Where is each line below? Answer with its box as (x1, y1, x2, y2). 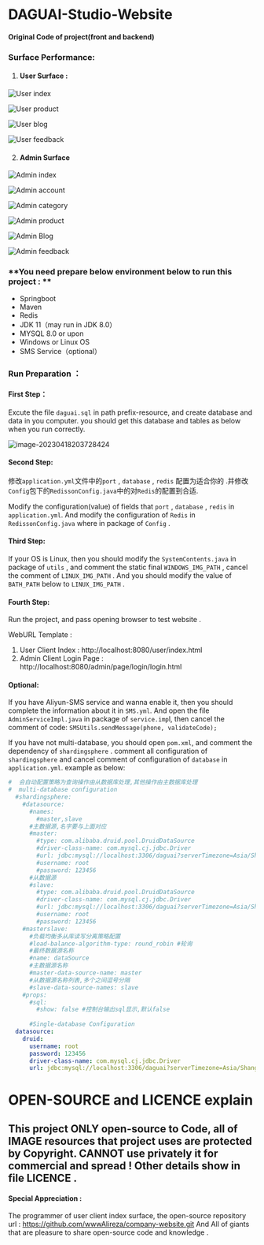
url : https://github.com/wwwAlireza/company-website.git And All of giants (8, 1220, 250, 1229)
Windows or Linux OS (19, 337, 90, 347)
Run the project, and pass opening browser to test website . (8, 615, 202, 624)
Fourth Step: (8, 597, 50, 606)
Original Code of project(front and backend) (8, 32, 155, 41)
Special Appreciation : (8, 1193, 82, 1203)
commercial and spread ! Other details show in (8, 1159, 241, 1172)
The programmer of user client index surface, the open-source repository (8, 1211, 247, 1221)
